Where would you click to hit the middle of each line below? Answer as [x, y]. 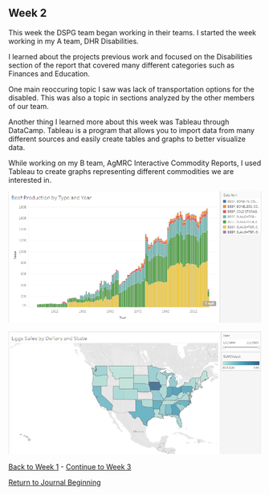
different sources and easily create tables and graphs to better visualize [127, 139]
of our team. [29, 106]
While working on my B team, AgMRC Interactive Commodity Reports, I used [135, 163]
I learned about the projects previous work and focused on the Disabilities [130, 56]
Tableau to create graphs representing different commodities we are [121, 171]
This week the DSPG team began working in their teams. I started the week [132, 32]
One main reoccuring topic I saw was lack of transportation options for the [131, 89]
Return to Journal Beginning [55, 482]
